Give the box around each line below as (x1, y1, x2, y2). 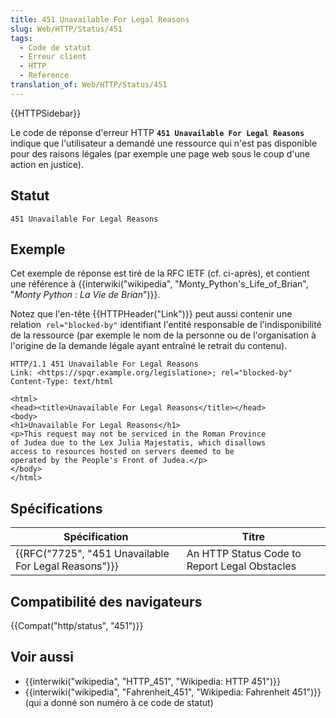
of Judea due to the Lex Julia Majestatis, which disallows (10, 438, 267, 448)
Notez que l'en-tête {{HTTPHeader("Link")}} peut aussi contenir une (10, 308, 293, 320)
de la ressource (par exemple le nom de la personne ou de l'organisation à (10, 329, 317, 341)
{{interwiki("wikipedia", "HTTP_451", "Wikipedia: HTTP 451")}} (24, 675, 281, 687)
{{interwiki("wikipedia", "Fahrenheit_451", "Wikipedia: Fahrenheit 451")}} (24, 686, 322, 698)
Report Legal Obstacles (186, 559, 297, 573)
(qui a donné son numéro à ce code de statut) (24, 696, 214, 708)
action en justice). (10, 158, 84, 170)
